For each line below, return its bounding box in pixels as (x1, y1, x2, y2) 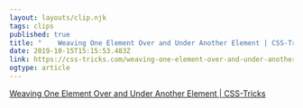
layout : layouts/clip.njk (9, 13, 106, 22)
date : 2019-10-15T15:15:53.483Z (9, 47, 131, 56)
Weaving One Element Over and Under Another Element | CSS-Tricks (9, 87, 266, 99)
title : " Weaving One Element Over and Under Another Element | (9, 38, 269, 48)
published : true (9, 30, 70, 39)
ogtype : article (9, 64, 70, 73)
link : (9, 55, 30, 64)
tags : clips (9, 22, 54, 31)
